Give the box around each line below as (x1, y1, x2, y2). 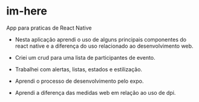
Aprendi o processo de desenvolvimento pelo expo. (15, 77, 144, 84)
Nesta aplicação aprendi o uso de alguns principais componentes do (15, 36, 186, 43)
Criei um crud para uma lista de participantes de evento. (15, 54, 155, 61)
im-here (6, 4, 47, 18)
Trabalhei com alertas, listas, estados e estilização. (15, 65, 143, 73)
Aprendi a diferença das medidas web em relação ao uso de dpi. (15, 89, 176, 96)
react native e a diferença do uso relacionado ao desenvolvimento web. (15, 42, 194, 49)
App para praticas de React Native (6, 24, 92, 31)
